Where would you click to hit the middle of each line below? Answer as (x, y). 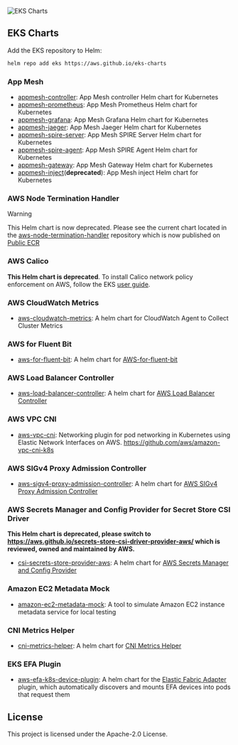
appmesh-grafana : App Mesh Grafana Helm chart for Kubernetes (113, 119)
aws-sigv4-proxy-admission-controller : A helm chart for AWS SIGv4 (118, 484)
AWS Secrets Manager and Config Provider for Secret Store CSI (119, 509)
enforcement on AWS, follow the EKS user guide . (79, 284)
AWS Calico (28, 261)
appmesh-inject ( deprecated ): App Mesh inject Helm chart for (108, 172)
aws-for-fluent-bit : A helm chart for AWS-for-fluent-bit (97, 359)
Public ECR (24, 243)
